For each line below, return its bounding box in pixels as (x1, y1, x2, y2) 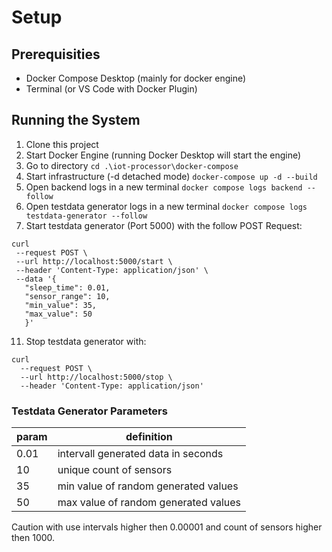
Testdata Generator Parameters (11, 404, 168, 418)
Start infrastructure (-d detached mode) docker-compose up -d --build (25, 170, 318, 182)
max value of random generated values (57, 496, 242, 510)
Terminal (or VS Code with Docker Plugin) (25, 83, 198, 95)
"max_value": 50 (24, 309, 93, 319)
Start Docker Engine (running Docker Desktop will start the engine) (25, 149, 302, 161)
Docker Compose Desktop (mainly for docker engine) (25, 72, 247, 84)
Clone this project (25, 138, 99, 150)
